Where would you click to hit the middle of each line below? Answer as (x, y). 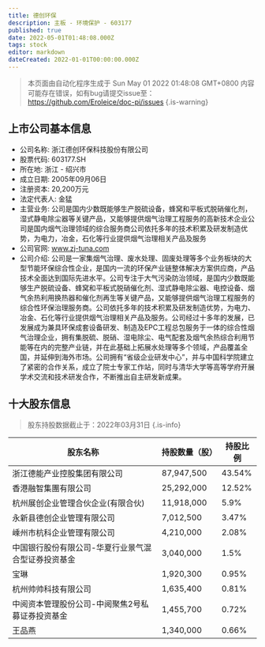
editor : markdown (37, 52)
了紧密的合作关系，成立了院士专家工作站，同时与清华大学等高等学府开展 (137, 367)
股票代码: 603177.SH (53, 159)
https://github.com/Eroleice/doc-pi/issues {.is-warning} (118, 102)
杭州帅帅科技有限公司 (52, 588)
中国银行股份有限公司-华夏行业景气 (78, 547)
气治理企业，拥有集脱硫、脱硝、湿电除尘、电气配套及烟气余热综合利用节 (137, 337)
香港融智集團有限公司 (52, 488)
